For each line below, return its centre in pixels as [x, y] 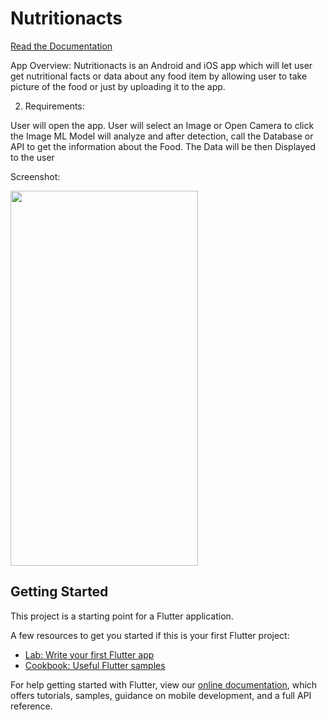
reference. [31, 706]
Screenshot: [35, 176]
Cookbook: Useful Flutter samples [95, 665]
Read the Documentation [61, 46]
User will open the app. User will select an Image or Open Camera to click [162, 125]
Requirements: [54, 106]
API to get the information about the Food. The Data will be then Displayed [163, 146]
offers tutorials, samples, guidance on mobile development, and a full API [161, 695]
